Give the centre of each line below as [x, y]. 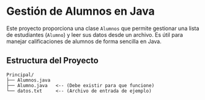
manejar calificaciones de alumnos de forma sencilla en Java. [84, 41]
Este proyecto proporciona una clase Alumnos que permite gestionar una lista [103, 28]
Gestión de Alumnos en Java [80, 11]
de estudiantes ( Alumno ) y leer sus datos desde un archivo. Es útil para [95, 34]
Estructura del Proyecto [53, 60]
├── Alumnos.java [28, 80]
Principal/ [20, 75]
